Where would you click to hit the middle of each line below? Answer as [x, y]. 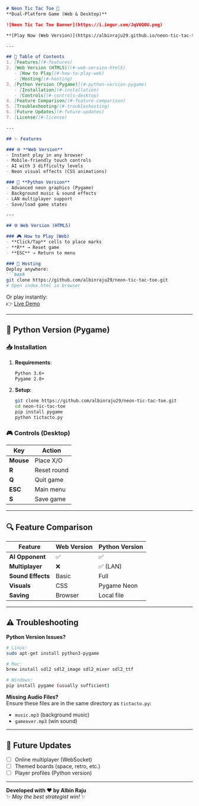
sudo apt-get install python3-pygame [53, 653]
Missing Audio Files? [32, 697]
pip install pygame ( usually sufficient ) [58, 686]
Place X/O [49, 460]
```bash [16, 275]
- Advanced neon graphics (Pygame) [50, 188]
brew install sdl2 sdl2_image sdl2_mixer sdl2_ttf [70, 670]
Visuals [20, 586]
